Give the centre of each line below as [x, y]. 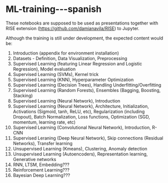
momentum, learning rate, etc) [44, 122]
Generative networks [34, 159]
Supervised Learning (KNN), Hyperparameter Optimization [73, 79]
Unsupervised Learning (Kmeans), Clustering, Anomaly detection [80, 148]
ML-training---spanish [54, 9]
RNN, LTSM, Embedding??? [41, 164]
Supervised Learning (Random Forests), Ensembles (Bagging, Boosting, [87, 90]
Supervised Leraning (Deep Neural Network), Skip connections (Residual [88, 138]
